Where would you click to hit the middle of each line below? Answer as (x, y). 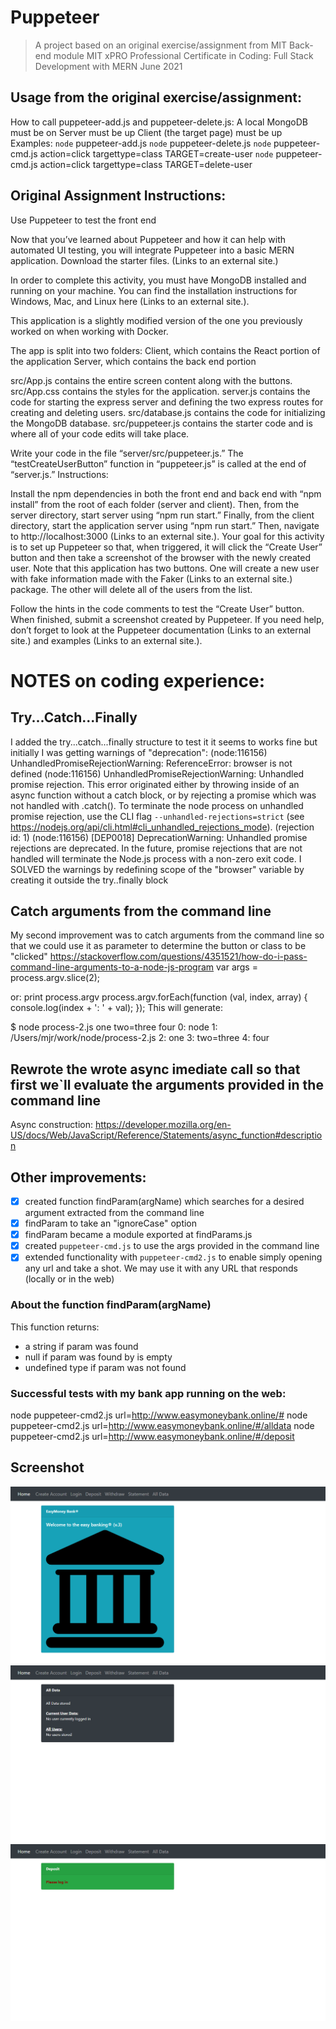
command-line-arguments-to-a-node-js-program (112, 967)
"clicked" (29, 957)
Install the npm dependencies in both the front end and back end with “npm (166, 493)
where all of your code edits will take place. (100, 433)
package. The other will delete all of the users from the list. (131, 589)
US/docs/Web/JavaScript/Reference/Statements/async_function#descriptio (166, 1135)
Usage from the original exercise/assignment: (156, 97)
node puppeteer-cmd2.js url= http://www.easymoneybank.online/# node (159, 1415)
